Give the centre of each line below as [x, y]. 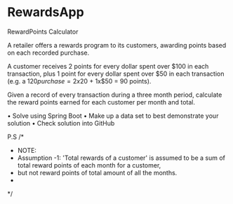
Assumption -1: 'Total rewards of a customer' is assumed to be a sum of [121, 158]
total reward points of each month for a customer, [89, 165]
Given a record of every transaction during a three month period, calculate [115, 95]
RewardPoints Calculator [43, 32]
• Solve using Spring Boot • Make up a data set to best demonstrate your [113, 116]
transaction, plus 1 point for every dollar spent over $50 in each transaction [116, 74]
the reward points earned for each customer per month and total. [101, 102]
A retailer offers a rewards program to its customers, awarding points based [117, 45]
